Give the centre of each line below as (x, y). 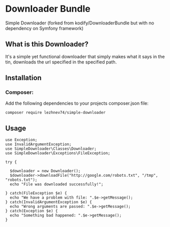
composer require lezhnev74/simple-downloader (55, 113)
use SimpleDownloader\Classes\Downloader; (51, 149)
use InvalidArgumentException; (38, 144)
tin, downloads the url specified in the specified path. (61, 62)
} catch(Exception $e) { (32, 211)
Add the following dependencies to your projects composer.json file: (77, 103)
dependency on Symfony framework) (45, 28)
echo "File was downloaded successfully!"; (56, 184)
